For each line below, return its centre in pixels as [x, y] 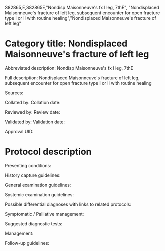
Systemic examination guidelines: [39, 194]
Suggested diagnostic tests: [34, 224]
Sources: [14, 93]
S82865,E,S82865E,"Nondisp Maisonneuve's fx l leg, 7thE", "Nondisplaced [82, 7]
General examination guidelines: [38, 185]
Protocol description [48, 152]
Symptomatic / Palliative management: [45, 214]
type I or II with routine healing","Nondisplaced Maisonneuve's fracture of [81, 18]
